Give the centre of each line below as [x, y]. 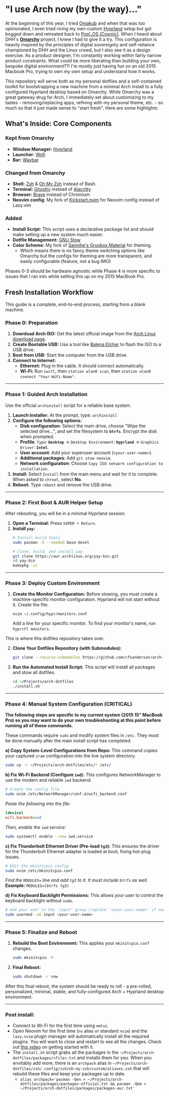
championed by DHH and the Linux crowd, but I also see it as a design [78, 50]
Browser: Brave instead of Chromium [51, 194]
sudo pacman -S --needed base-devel [51, 542]
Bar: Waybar [26, 160]
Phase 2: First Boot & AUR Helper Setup [54, 502]
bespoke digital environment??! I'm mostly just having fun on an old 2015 [80, 66]
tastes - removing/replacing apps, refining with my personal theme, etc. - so [84, 102]
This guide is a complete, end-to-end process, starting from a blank [75, 304]
